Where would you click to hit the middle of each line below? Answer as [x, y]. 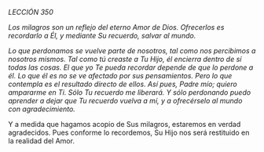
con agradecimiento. [42, 109]
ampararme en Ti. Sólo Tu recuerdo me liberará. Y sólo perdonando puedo [130, 92]
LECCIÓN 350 [31, 12]
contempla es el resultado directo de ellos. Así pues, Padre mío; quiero [123, 84]
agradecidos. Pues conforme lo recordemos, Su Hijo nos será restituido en [129, 132]
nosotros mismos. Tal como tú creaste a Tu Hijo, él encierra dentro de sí [125, 59]
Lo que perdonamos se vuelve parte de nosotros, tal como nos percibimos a [132, 51]
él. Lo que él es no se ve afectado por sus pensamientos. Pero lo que [120, 76]
